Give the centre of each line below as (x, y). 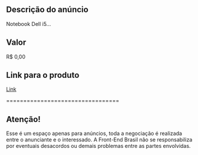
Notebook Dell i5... (29, 24)
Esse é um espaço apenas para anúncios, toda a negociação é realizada (94, 133)
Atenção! (23, 119)
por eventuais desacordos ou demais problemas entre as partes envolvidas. (98, 146)
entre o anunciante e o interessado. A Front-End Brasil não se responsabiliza (99, 140)
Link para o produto (43, 75)
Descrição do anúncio (47, 10)
